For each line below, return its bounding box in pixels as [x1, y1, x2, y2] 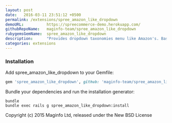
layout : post [5, 7, 33, 13]
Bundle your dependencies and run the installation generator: [5, 88, 135, 95]
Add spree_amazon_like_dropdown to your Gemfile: [5, 70, 114, 76]
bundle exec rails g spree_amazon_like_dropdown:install [5, 103, 130, 108]
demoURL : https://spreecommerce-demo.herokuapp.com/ [5, 22, 141, 27]
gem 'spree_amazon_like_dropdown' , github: [5, 79, 100, 85]
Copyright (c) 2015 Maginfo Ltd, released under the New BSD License [5, 112, 153, 118]
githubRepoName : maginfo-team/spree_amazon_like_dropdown [5, 27, 137, 32]
